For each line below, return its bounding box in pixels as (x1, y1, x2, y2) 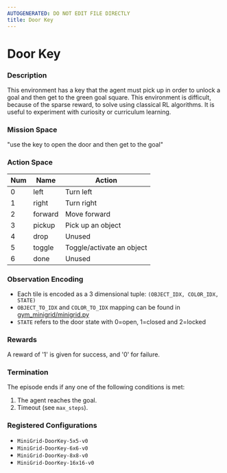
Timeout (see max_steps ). (16, 404, 88, 412)
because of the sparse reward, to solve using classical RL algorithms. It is (7, 100, 215, 108)
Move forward (64, 209, 111, 219)
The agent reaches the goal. (16, 396, 97, 404)
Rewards (7, 335, 38, 344)
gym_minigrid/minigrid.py (16, 310, 90, 319)
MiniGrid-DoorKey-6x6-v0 (16, 445, 88, 452)
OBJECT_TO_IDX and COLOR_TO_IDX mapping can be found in (16, 303, 180, 311)
